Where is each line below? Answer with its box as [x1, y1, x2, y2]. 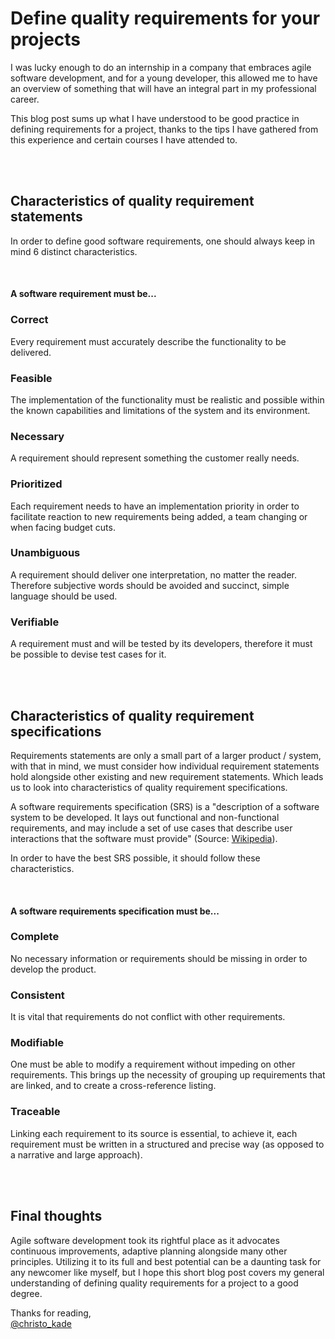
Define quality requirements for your [10, 7, 321, 30]
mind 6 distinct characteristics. [10, 245, 138, 257]
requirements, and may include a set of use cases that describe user [10, 822, 293, 834]
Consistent [10, 988, 65, 1002]
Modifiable [10, 1036, 65, 1050]
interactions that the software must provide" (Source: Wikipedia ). [10, 832, 278, 844]
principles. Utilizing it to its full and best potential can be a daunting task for [10, 1255, 322, 1267]
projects [10, 28, 82, 51]
